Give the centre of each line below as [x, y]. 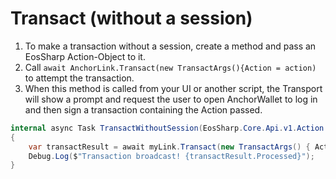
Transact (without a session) [131, 18]
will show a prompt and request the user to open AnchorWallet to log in [171, 99]
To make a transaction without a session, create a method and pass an [170, 46]
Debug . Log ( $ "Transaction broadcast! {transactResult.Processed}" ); [171, 156]
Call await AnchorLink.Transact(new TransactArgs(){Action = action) [170, 67]
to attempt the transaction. [79, 78]
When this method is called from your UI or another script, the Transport [173, 88]
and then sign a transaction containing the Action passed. [143, 109]
